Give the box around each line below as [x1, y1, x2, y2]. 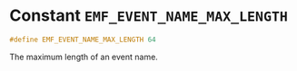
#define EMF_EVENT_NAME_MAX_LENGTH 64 [9, 35, 156, 44]
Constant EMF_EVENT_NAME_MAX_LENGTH [9, 5, 289, 26]
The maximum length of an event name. [9, 51, 159, 62]
